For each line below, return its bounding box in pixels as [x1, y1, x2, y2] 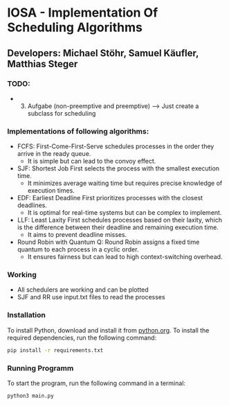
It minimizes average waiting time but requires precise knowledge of [27, 179, 223, 188]
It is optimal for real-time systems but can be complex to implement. [27, 209, 222, 217]
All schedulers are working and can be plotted [17, 285, 149, 294]
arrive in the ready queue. [17, 150, 91, 158]
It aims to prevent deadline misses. [27, 231, 127, 239]
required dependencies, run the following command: [7, 333, 157, 342]
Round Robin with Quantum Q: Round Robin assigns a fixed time [17, 238, 200, 247]
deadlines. [17, 201, 47, 209]
